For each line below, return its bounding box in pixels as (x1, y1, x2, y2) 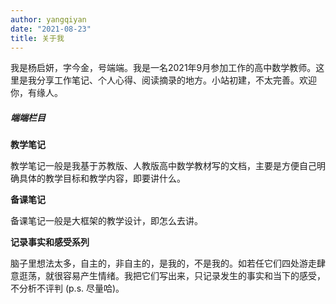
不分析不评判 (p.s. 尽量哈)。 (10, 282, 125, 295)
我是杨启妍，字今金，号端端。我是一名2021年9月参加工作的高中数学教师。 (10, 62, 317, 74)
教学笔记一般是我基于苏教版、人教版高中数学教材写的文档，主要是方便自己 (10, 160, 317, 172)
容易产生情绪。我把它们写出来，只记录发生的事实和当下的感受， (62, 270, 326, 282)
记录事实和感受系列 (10, 236, 90, 248)
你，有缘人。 (10, 87, 63, 99)
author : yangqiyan (10, 14, 87, 25)
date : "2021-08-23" (10, 24, 92, 34)
